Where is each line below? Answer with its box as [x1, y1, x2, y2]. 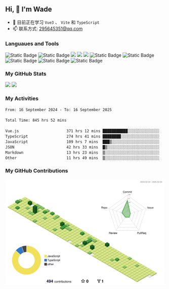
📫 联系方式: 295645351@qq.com [12, 25, 83, 31]
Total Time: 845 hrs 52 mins [5, 118, 67, 123]
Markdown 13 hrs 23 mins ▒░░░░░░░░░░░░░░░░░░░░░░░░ [5, 150, 159, 155]
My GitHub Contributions [5, 167, 68, 174]
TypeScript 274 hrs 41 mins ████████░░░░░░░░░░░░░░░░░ [5, 134, 159, 139]
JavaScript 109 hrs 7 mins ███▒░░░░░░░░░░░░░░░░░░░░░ [5, 139, 159, 144]
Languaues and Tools [5, 40, 59, 47]
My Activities [5, 95, 39, 102]
